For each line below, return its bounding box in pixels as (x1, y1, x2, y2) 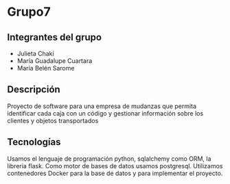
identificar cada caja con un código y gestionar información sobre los (7, 109, 204, 117)
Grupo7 (7, 4, 51, 20)
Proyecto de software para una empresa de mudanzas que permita (7, 102, 197, 110)
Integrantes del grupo (7, 31, 102, 43)
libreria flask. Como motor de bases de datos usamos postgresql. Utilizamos (7, 161, 223, 170)
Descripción (7, 83, 60, 96)
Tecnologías (7, 136, 61, 148)
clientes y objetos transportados (7, 116, 99, 124)
